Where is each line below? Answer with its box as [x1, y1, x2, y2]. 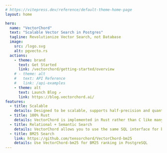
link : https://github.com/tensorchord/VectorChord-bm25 [14, 136, 133, 141]
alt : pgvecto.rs [14, 48, 48, 53]
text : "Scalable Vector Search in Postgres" [9, 30, 103, 35]
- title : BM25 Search [9, 131, 55, 136]
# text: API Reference [14, 76, 66, 81]
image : [9, 39, 23, 45]
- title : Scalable [9, 103, 48, 109]
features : [5, 99, 26, 104]
